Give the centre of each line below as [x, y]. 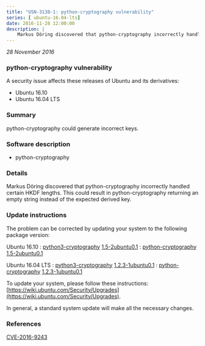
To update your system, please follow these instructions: [77, 283]
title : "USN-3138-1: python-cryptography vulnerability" [80, 12]
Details [17, 173]
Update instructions [37, 215]
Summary [21, 115]
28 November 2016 [31, 52]
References [24, 323]
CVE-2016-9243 [27, 337]
